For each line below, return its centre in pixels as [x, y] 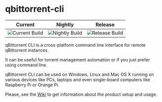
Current [25, 25]
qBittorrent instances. [27, 50]
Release [105, 25]
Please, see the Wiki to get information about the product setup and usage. [81, 94]
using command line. [26, 65]
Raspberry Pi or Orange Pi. [32, 85]
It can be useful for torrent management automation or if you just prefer [78, 59]
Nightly [65, 25]
